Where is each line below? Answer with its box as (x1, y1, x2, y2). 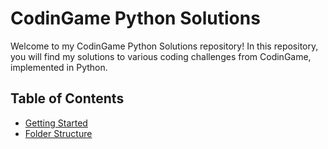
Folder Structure (24, 127, 93, 139)
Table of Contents (10, 90, 125, 107)
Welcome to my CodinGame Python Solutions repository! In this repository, (10, 40, 319, 52)
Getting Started (24, 117, 88, 129)
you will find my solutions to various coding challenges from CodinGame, (10, 50, 312, 62)
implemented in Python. (10, 61, 108, 73)
